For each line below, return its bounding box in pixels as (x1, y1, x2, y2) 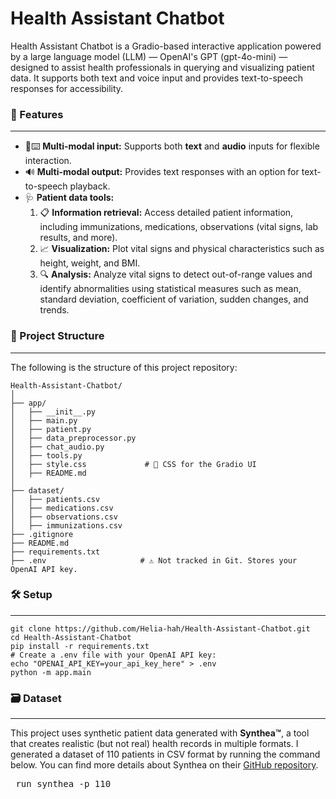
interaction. (24, 155, 72, 167)
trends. (39, 304, 70, 316)
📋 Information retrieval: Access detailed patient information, (39, 207, 294, 219)
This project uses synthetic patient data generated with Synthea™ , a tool (10, 727, 310, 739)
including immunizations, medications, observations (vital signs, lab (39, 221, 319, 233)
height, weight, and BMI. (39, 257, 141, 269)
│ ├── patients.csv (10, 494, 101, 504)
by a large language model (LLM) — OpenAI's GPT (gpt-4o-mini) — (10, 50, 288, 62)
